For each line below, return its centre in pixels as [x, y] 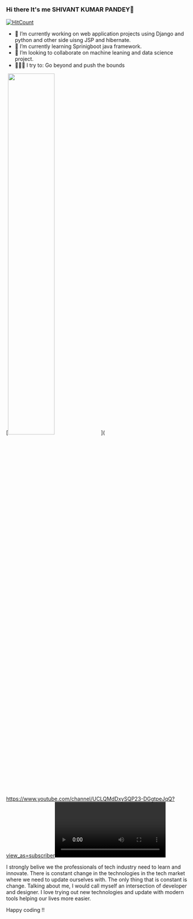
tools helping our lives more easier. [49, 899]
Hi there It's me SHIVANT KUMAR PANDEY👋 [70, 9]
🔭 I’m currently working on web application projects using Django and [99, 34]
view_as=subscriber [30, 856]
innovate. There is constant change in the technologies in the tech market [96, 873]
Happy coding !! [26, 910]
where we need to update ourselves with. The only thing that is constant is [97, 880]
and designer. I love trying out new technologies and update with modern [95, 892]
